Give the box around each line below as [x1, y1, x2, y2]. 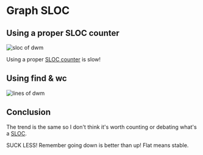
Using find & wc [6, 74, 67, 84]
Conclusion [6, 107, 51, 117]
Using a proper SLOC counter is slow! [6, 56, 101, 63]
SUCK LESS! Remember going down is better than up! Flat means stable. [6, 141, 189, 149]
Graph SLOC [6, 4, 70, 18]
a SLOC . [6, 129, 27, 137]
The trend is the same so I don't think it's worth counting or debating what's [6, 123, 197, 131]
